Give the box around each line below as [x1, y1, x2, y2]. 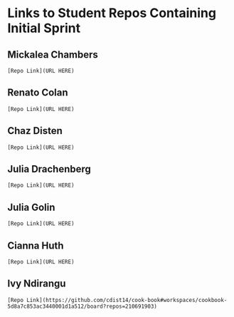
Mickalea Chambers [7, 48, 98, 61]
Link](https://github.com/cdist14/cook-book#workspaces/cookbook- [26, 296, 228, 303]
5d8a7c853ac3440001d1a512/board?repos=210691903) [7, 303, 158, 310]
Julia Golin [7, 201, 55, 213]
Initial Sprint [7, 20, 80, 36]
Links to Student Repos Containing [7, 5, 217, 21]
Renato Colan [7, 87, 69, 99]
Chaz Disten [7, 125, 63, 137]
